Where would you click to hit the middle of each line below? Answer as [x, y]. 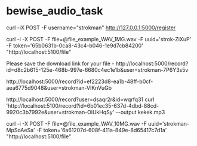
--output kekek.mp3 [140, 112]
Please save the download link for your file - [60, 63]
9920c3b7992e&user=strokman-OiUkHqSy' [60, 112]
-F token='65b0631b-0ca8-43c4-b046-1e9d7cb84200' [75, 45]
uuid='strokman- [169, 123]
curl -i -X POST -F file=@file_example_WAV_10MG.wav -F [77, 123]
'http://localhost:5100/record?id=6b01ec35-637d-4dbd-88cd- [83, 105]
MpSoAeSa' [21, 130]
